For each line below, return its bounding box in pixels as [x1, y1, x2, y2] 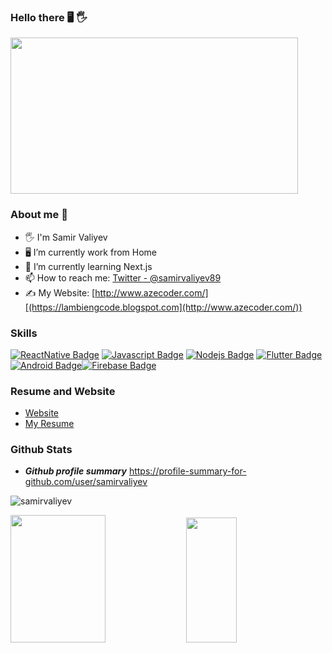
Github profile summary [24, 465, 127, 477]
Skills [10, 326, 38, 340]
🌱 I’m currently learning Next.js [24, 260, 153, 272]
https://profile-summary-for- [128, 465, 247, 477]
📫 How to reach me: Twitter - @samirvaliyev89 [24, 271, 222, 284]
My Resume [24, 418, 75, 430]
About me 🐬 [10, 208, 68, 222]
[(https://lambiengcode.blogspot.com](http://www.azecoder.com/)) [24, 301, 303, 313]
